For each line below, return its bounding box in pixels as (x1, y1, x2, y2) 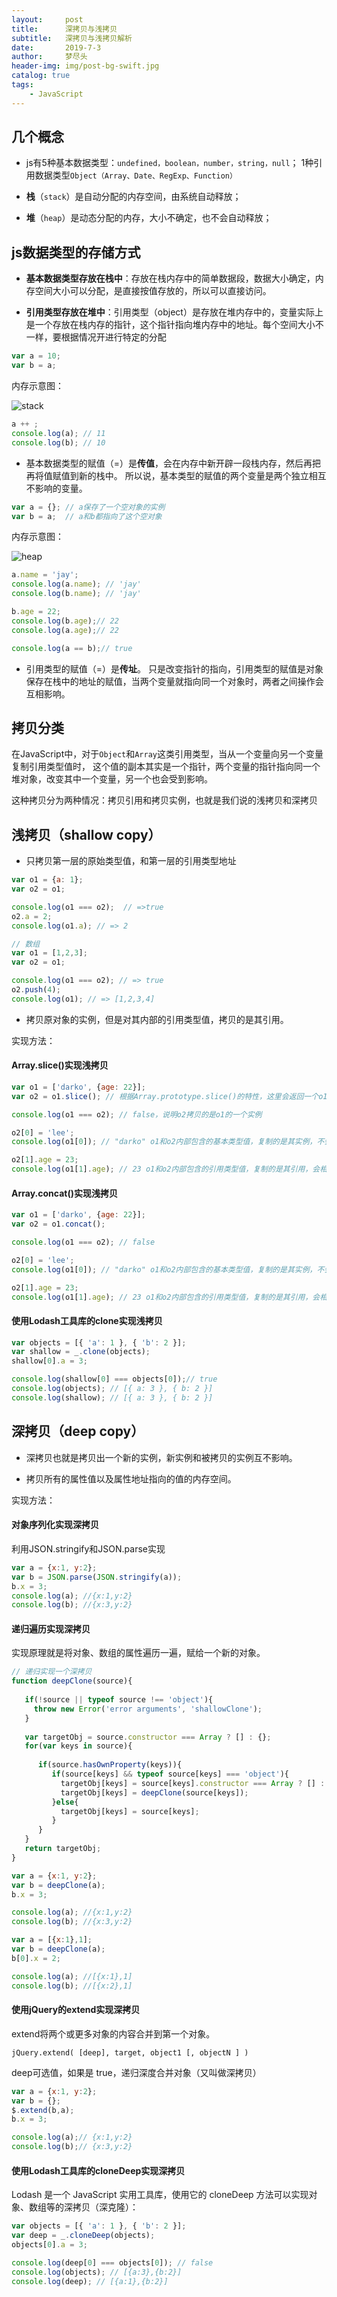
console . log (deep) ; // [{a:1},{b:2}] (11, 2276, 169, 2286)
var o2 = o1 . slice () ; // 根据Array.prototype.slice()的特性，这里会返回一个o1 (11, 1091, 328, 1101)
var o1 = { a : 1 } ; (11, 875, 84, 885)
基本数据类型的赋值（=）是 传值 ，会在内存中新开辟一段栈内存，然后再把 (25, 457, 322, 469)
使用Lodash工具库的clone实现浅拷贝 (11, 1315, 163, 1326)
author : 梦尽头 (11, 52, 88, 62)
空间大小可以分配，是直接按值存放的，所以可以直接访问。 (34, 285, 272, 297)
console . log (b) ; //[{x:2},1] (11, 1981, 133, 1991)
